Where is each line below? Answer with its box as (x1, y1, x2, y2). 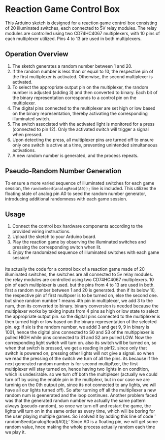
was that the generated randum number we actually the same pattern (5, 397, 146, 403)
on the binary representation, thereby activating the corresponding (12, 110, 148, 116)
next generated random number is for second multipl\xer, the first (5, 360, 138, 367)
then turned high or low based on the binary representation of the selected (5, 318, 157, 325)
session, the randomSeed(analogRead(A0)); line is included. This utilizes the (5, 185, 157, 191)
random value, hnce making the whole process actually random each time (5, 424, 155, 430)
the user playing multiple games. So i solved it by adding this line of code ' (5, 413, 156, 419)
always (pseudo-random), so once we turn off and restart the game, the (5, 402, 151, 409)
